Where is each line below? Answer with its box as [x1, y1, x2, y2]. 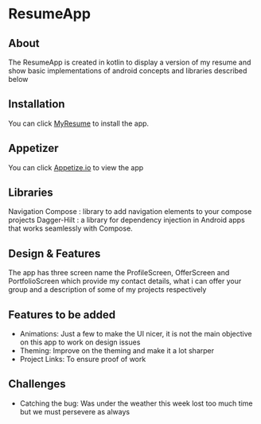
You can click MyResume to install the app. [8, 119, 150, 128]
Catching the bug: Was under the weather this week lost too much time [19, 399, 253, 408]
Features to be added [8, 308, 116, 321]
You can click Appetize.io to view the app [8, 162, 144, 172]
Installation [8, 97, 65, 111]
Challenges [8, 377, 66, 391]
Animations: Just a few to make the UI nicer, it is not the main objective [19, 329, 252, 339]
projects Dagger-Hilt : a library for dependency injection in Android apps [8, 216, 245, 225]
